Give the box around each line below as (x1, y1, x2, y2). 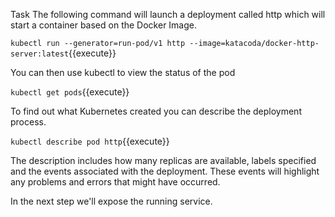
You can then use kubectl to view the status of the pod (10, 67, 236, 78)
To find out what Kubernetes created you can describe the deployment (10, 105, 302, 117)
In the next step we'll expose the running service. (10, 195, 213, 207)
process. (10, 116, 47, 128)
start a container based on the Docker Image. (10, 19, 198, 31)
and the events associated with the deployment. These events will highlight (10, 165, 320, 177)
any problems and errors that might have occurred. (10, 176, 221, 188)
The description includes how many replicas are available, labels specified (10, 155, 317, 166)
